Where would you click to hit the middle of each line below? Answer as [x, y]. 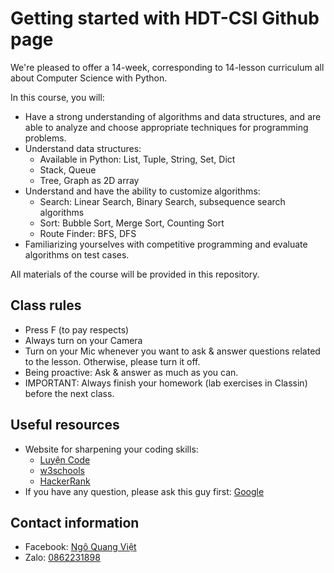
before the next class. [69, 393]
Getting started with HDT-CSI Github [165, 18]
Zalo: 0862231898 [62, 558]
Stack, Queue [68, 169]
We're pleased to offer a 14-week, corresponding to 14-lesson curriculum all [167, 67]
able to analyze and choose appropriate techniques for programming [166, 127]
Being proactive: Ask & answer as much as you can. [131, 372]
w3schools [62, 470]
